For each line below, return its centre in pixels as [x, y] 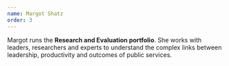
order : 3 [20, 20]
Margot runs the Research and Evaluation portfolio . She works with [104, 40]
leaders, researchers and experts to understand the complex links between [114, 47]
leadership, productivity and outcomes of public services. [90, 55]
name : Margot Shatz [35, 14]
